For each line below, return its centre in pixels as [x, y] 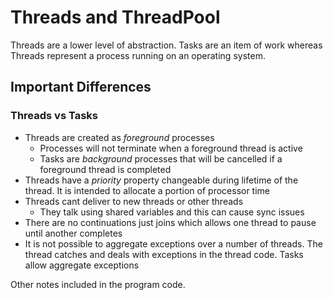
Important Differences [81, 87]
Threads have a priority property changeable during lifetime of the [161, 180]
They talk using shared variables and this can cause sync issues [172, 212]
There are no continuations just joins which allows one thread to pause [170, 222]
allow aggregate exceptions [82, 265]
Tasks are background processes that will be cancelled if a [161, 158]
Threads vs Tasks [54, 116]
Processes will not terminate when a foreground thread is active [171, 148]
